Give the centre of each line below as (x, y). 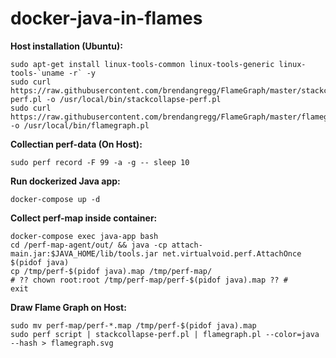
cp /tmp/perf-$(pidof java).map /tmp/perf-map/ (111, 271)
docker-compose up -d (55, 199)
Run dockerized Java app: (65, 181)
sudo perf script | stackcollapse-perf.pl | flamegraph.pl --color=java (165, 334)
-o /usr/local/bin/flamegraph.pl (80, 125)
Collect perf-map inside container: (84, 218)
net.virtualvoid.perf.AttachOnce (232, 253)
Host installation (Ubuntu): (66, 46)
